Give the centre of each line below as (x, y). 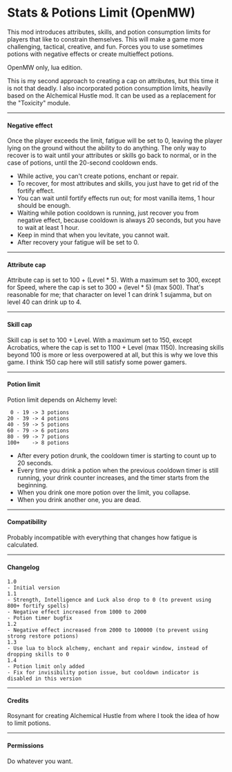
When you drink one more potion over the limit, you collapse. (104, 492)
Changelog (23, 567)
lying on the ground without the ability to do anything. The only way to (107, 148)
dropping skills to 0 (38, 655)
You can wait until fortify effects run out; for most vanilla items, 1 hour (116, 198)
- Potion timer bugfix (40, 618)
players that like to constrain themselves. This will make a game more (106, 39)
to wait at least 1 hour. (48, 228)
